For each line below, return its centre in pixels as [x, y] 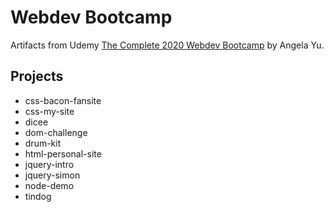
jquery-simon [52, 175]
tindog [38, 196]
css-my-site [49, 111]
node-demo [49, 185]
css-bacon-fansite [63, 100]
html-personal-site [63, 153]
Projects [37, 76]
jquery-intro [49, 164]
